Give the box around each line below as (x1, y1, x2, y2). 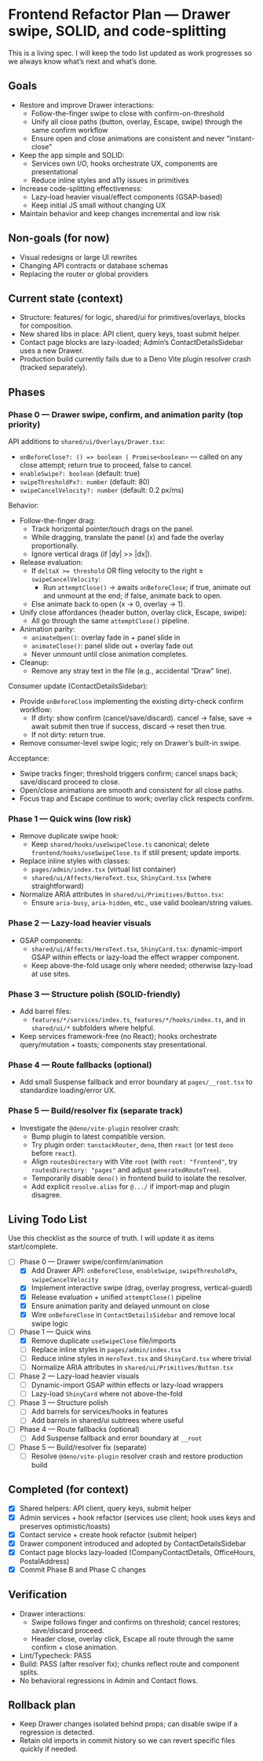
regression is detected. (19, 1727, 94, 1737)
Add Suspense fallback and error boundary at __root (31, 1433, 203, 1443)
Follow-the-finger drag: (19, 516, 96, 526)
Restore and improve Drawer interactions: (19, 100, 155, 109)
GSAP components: (19, 935, 83, 945)
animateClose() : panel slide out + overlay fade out (31, 641, 194, 651)
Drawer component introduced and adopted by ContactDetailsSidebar (19, 1539, 247, 1548)
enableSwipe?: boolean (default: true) (19, 469, 141, 479)
